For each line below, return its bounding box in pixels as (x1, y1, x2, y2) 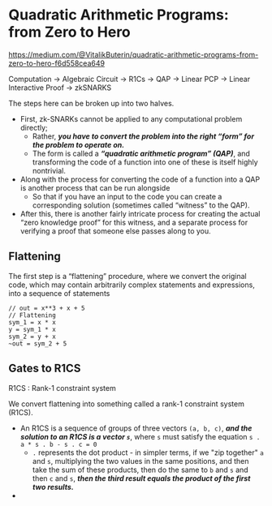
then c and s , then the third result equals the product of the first (32, 473, 251, 483)
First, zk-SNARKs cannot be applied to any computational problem (19, 114, 243, 123)
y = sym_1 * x (8, 325, 57, 333)
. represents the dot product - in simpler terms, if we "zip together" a (32, 448, 264, 457)
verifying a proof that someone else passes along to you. (19, 225, 211, 236)
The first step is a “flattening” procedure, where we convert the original (8, 271, 247, 281)
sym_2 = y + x (8, 332, 57, 341)
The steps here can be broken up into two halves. (8, 98, 175, 108)
